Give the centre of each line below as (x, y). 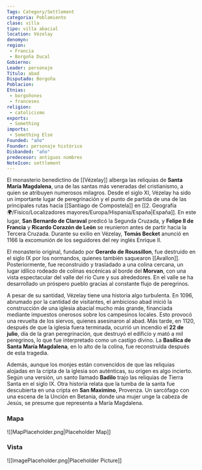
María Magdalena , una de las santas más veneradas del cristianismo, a (95, 187)
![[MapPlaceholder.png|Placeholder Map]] (59, 431)
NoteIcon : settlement (34, 163)
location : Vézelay (30, 34)
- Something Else (31, 135)
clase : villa (23, 23)
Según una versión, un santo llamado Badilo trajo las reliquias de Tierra (95, 377)
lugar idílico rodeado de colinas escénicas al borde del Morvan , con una (96, 271)
